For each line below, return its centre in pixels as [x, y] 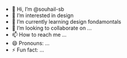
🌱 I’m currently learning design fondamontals [66, 22]
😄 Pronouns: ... [31, 43]
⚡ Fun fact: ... [28, 50]
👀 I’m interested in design [43, 15]
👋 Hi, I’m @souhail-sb [38, 9]
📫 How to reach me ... [39, 35]
